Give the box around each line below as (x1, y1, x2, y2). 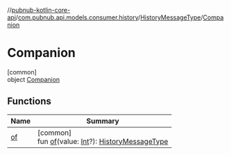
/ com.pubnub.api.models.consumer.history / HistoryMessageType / (15, 13, 203, 22)
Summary (86, 116, 119, 126)
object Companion (7, 75, 60, 83)
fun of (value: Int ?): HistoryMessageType (37, 136, 169, 146)
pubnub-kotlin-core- (11, 6, 71, 14)
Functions (7, 95, 52, 107)
